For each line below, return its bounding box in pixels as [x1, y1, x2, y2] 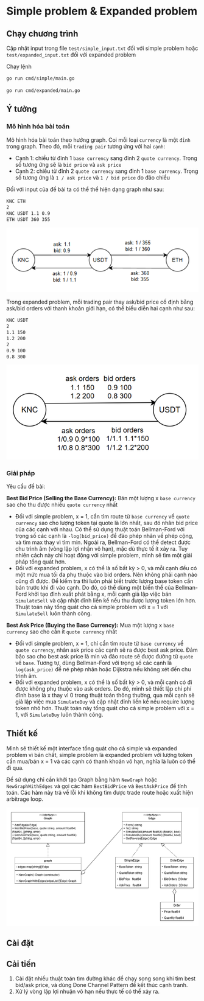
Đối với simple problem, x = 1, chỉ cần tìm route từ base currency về [15, 640, 184, 647]
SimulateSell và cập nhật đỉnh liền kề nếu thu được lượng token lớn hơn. [15, 597, 197, 604]
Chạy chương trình [6, 29, 79, 39]
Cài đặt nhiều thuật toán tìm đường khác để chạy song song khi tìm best [15, 975, 196, 982]
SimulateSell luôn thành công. [15, 610, 93, 617]
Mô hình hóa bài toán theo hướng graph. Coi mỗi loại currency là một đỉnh [6, 136, 191, 144]
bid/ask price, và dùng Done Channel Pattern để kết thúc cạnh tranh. [15, 982, 188, 989]
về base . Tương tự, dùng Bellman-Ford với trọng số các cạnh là [15, 659, 172, 667]
